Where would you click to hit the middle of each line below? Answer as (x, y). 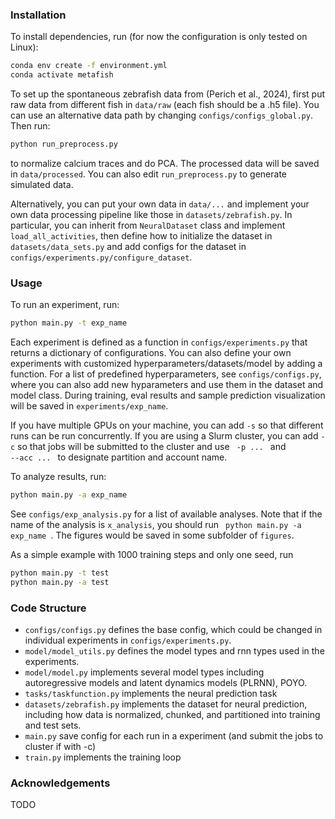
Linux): (24, 47)
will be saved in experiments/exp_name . (89, 406)
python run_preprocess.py (64, 144)
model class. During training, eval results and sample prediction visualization (168, 395)
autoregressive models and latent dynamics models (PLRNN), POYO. (166, 683)
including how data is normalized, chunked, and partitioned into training (172, 715)
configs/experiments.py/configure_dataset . (101, 257)
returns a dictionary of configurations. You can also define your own (151, 353)
